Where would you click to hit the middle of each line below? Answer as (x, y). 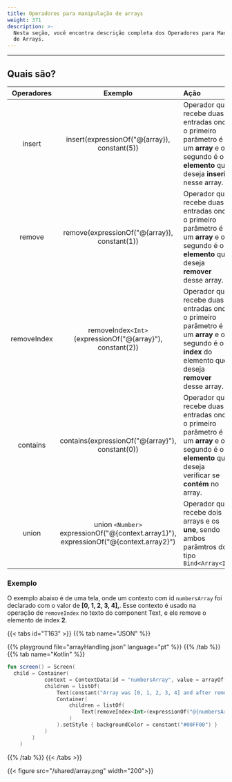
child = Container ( (41, 674)
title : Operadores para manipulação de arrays (75, 13)
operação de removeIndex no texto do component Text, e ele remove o (107, 613)
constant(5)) (118, 148)
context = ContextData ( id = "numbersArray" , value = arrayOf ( (135, 680)
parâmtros (200, 546)
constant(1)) (118, 241)
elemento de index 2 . (37, 620)
